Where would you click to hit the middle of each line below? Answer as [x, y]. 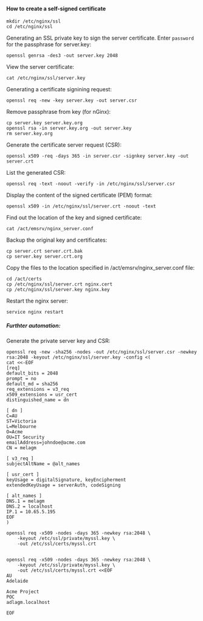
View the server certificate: [40, 67]
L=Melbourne [21, 427]
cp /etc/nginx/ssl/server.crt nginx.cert [60, 284]
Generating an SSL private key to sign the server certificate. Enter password [100, 38]
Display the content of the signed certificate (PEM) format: [80, 195]
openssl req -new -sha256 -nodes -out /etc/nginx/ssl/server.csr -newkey [102, 352]
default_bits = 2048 [33, 374]
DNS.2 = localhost [29, 507]
